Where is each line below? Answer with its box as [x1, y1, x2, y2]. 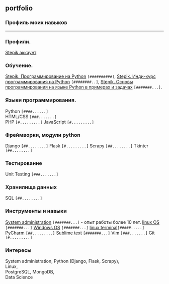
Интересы [5, 246, 32, 253]
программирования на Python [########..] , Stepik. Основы [5, 79, 133, 85]
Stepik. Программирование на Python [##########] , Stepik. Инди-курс [5, 73, 156, 79]
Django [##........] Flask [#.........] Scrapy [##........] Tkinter [5, 143, 149, 149]
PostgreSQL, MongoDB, [5, 269, 55, 275]
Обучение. [5, 62, 33, 69]
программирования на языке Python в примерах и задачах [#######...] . [5, 84, 162, 90]
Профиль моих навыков [5, 19, 67, 26]
